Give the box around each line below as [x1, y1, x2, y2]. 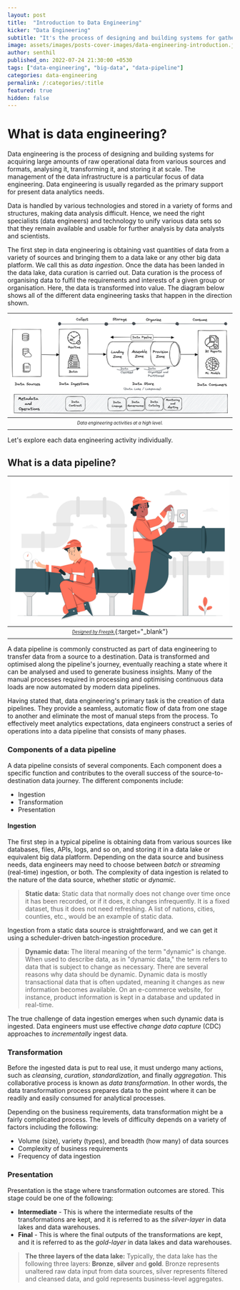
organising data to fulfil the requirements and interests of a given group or [7, 276, 225, 285]
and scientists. [7, 232, 51, 241]
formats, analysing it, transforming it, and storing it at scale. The [7, 165, 196, 174]
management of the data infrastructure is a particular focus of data [7, 172, 204, 181]
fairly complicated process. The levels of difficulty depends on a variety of [7, 1115, 227, 1124]
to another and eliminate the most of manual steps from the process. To [7, 711, 219, 721]
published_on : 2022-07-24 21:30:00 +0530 [7, 57, 133, 64]
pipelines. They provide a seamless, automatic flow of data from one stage [7, 704, 227, 713]
